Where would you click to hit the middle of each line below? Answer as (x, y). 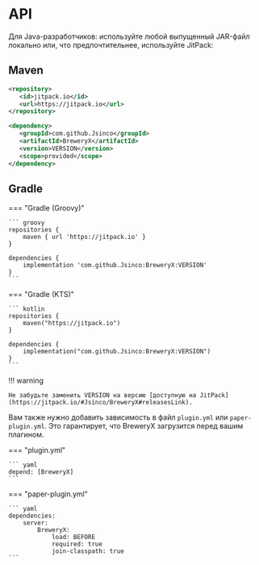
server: (36, 523)
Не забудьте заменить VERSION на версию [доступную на (102, 395)
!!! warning (26, 381)
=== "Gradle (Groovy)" (46, 208)
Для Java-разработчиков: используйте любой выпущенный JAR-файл (129, 36)
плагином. (26, 435)
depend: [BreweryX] (41, 472)
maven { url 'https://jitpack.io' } (85, 237)
